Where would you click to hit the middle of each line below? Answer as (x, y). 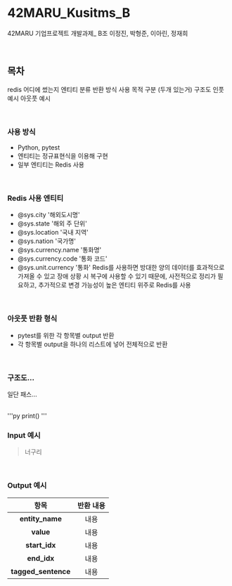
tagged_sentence (41, 571)
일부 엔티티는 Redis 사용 (51, 165)
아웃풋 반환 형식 (32, 319)
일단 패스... (22, 394)
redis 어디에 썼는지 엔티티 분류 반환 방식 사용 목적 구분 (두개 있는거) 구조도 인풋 (116, 89)
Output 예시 (27, 486)
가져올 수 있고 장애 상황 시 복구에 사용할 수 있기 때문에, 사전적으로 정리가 (117, 276)
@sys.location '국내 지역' (53, 233)
